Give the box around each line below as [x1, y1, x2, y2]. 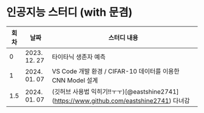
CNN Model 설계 [52, 76, 98, 85]
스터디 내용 [108, 33, 138, 42]
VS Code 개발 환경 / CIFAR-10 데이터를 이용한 [52, 67, 180, 76]
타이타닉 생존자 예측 [52, 53, 106, 61]
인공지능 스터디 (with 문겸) [6, 5, 132, 19]
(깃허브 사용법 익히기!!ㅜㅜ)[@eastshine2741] [52, 87, 179, 95]
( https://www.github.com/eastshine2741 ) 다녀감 [52, 96, 190, 105]
